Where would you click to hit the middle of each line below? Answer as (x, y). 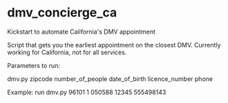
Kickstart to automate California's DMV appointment (81, 32)
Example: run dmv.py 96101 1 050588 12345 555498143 (87, 92)
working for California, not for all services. (67, 52)
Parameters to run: (34, 65)
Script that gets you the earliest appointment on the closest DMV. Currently (114, 45)
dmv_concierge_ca (62, 13)
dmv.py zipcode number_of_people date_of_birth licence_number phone (110, 79)
